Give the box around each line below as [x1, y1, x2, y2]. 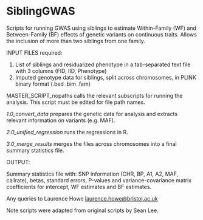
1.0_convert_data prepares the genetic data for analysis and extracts [6, 110, 178, 117]
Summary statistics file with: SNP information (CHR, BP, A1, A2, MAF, [6, 170, 178, 177]
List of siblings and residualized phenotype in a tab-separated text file [15, 61, 191, 68]
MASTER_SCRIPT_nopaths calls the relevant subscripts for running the [6, 92, 183, 99]
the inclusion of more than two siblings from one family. [6, 37, 146, 44]
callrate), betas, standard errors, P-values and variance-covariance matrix [6, 176, 192, 184]
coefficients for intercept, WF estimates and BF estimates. [6, 183, 152, 190]
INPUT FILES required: [6, 49, 63, 56]
